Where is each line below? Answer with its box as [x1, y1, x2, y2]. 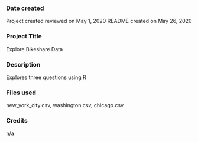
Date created [6, 4, 44, 12]
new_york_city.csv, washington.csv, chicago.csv [6, 102, 124, 109]
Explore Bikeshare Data [6, 45, 63, 52]
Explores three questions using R [6, 74, 87, 81]
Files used [6, 88, 37, 97]
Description [6, 60, 41, 68]
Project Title [6, 32, 43, 41]
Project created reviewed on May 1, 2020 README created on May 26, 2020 [6, 18, 192, 25]
